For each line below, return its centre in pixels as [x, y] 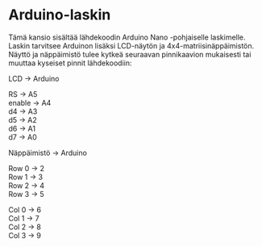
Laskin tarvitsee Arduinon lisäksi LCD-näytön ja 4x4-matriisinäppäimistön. [131, 45]
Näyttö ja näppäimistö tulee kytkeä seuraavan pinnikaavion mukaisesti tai [130, 54]
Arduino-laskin [60, 15]
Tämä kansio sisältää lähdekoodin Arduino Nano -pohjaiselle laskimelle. [127, 37]
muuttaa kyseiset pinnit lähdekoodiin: [70, 63]
